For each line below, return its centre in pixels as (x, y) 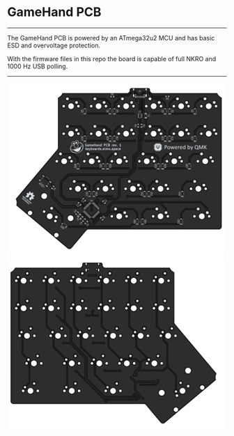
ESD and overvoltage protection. (54, 45)
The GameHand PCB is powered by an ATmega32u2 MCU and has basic (111, 38)
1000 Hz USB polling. (38, 66)
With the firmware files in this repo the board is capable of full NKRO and (112, 59)
